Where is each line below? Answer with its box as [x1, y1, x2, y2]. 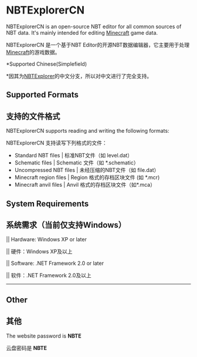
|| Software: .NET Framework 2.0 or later [6, 260, 104, 267]
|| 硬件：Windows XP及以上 [6, 248, 73, 255]
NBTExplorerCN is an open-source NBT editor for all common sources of [6, 23, 182, 30]
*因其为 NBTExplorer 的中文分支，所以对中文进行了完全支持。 [6, 72, 152, 79]
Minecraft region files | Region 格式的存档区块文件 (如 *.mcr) [14, 174, 160, 181]
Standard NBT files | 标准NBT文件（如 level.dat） [14, 152, 133, 159]
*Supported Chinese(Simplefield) [6, 60, 87, 68]
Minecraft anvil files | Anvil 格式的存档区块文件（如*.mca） [14, 181, 155, 188]
